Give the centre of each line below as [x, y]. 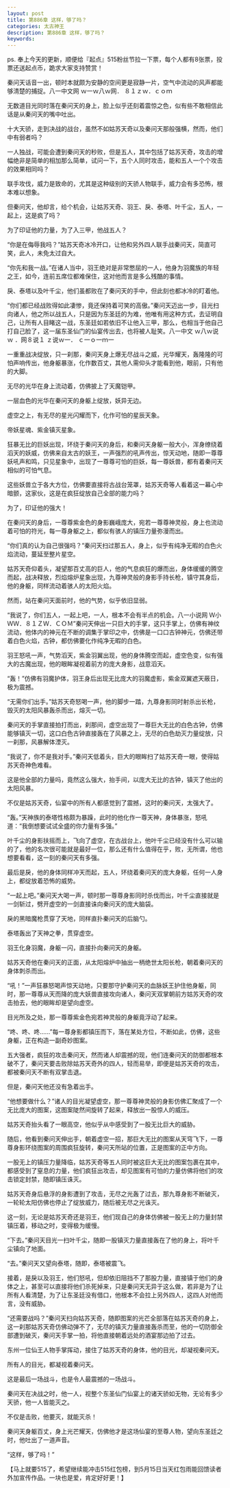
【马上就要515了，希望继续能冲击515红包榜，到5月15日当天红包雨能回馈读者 [114, 1469]
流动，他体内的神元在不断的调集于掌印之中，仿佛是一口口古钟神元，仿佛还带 [115, 633]
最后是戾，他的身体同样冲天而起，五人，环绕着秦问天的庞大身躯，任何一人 [112, 873]
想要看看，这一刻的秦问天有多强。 [55, 858]
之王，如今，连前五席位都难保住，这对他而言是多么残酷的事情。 [97, 276]
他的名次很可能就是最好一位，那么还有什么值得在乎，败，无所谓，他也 [124, 849]
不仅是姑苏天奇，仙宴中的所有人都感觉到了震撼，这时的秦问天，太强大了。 [112, 803]
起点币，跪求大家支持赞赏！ [64, 68]
